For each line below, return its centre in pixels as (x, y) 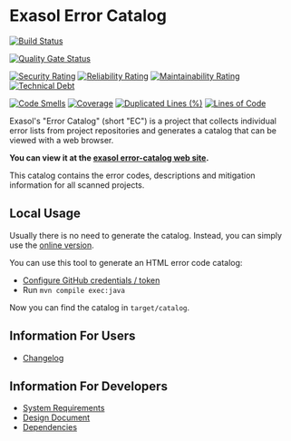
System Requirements (63, 408)
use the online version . (52, 245)
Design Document (56, 417)
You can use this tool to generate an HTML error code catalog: (126, 262)
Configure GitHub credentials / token (91, 280)
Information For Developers (88, 386)
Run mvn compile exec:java (73, 289)
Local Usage (45, 214)
